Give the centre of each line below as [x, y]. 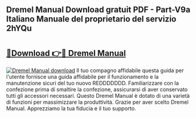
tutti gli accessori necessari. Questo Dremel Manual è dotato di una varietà [98, 96]
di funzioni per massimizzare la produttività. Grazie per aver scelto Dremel [97, 102]
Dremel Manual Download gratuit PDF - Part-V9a [98, 10]
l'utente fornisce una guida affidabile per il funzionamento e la [82, 77]
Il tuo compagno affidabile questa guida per [130, 70]
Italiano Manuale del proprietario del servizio [91, 19]
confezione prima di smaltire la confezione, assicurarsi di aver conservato [97, 89]
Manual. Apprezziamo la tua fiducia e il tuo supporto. [71, 108]
